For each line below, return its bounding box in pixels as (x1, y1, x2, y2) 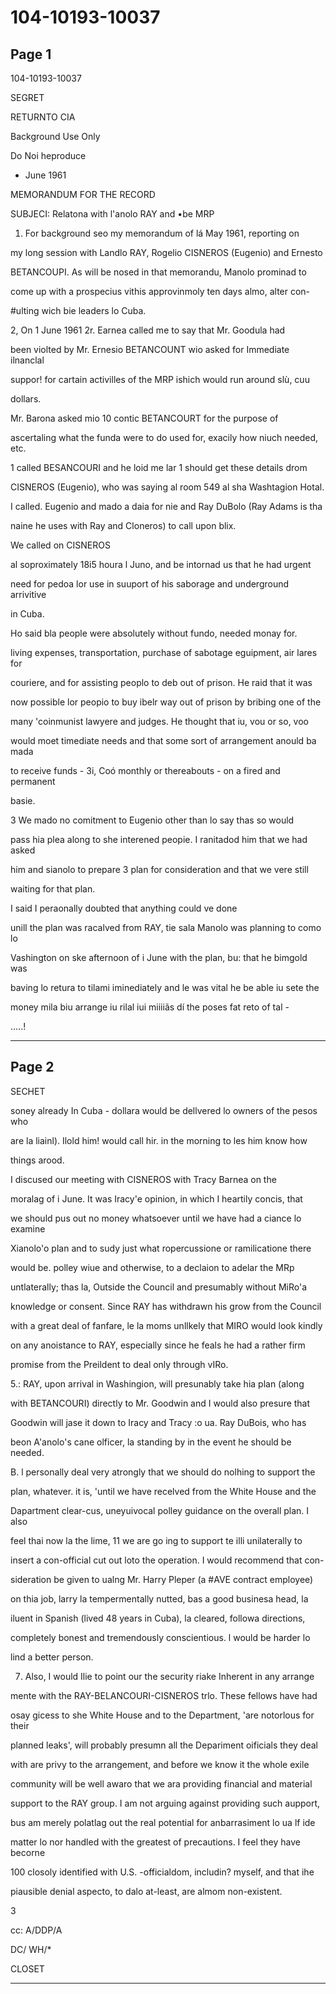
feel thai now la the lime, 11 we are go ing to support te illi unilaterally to (10, 1534, 303, 1546)
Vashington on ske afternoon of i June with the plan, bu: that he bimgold (10, 952, 308, 963)
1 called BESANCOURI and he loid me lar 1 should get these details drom (10, 462, 308, 473)
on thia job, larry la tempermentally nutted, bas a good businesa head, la (10, 1592, 309, 1605)
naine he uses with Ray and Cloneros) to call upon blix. (10, 520, 237, 531)
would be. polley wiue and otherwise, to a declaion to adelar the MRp (10, 1261, 295, 1273)
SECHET (10, 1085, 46, 1097)
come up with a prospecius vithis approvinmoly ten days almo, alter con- (10, 286, 311, 297)
